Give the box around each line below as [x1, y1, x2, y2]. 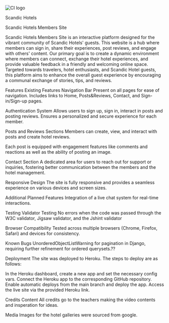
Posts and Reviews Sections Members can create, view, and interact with [5, 128, 157, 134]
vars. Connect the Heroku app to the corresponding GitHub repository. [5, 276, 152, 282]
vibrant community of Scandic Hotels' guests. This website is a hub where [5, 40, 160, 46]
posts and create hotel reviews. [5, 134, 71, 139]
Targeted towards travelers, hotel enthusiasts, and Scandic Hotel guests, [5, 66, 156, 73]
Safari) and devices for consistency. [5, 231, 80, 236]
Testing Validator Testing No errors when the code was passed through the [5, 210, 161, 216]
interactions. [5, 200, 31, 206]
